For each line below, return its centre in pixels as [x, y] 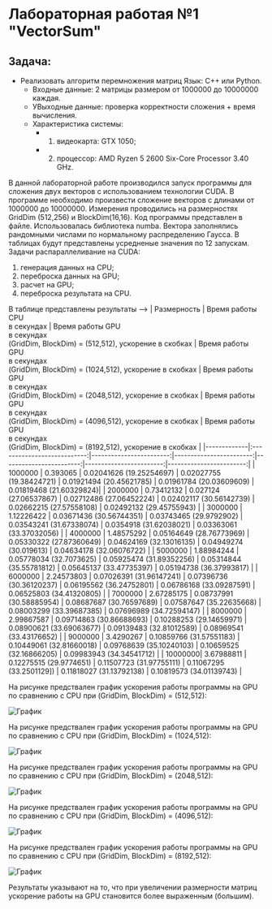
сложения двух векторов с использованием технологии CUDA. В [121, 191]
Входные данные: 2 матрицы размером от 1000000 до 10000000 [145, 89]
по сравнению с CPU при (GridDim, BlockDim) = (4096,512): [111, 816]
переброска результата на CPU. [76, 293]
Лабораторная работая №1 [104, 14]
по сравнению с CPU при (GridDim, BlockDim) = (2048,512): [111, 775]
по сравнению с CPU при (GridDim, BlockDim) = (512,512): [108, 696]
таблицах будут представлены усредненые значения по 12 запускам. [129, 243]
